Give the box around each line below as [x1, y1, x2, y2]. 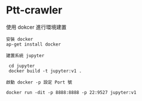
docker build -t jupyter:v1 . [8, 68, 82, 74]
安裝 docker [6, 36, 33, 42]
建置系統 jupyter [6, 53, 45, 58]
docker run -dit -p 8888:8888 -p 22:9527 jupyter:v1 [6, 89, 137, 95]
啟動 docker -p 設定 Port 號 [6, 79, 73, 85]
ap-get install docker [6, 41, 61, 47]
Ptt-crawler [6, 4, 63, 17]
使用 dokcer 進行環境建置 [6, 23, 67, 30]
